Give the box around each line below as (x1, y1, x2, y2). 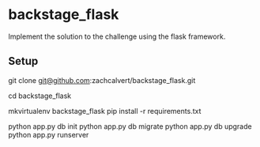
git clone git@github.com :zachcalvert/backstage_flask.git (8, 75, 196, 85)
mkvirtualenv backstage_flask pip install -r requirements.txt (8, 106, 202, 115)
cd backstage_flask (8, 91, 72, 100)
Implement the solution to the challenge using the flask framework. (8, 32, 226, 41)
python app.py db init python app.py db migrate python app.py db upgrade (8, 121, 252, 131)
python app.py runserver (8, 130, 89, 139)
